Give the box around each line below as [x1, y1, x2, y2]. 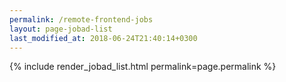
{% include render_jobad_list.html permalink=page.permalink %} [9, 61, 277, 73]
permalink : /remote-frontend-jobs [9, 14, 154, 25]
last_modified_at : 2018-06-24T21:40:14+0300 [9, 33, 198, 43]
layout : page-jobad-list [9, 24, 113, 34]
